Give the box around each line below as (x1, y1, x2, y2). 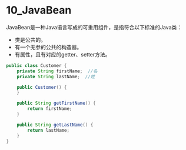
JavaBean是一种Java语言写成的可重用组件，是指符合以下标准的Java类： (6, 24, 182, 31)
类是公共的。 (14, 36, 46, 43)
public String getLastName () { (16, 122, 94, 128)
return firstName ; (27, 106, 72, 112)
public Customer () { (16, 84, 67, 90)
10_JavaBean (6, 4, 72, 17)
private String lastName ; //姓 (16, 74, 95, 79)
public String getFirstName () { (16, 101, 96, 106)
